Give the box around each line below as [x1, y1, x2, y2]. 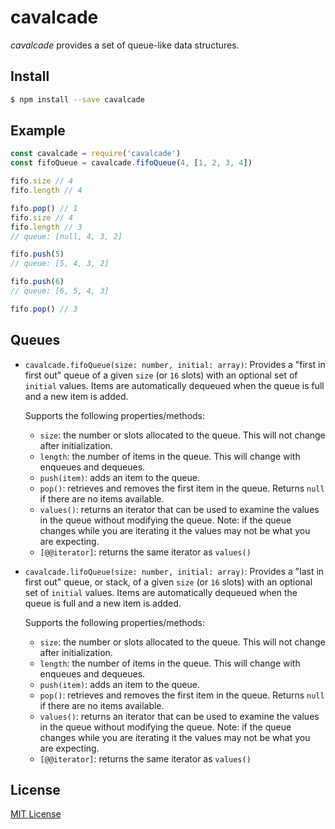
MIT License [10, 808, 62, 820]
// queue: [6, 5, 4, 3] [10, 286, 110, 296]
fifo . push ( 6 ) [10, 277, 65, 287]
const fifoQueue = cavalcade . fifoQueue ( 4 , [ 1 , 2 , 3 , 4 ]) [10, 158, 253, 168]
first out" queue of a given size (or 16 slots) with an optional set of [24, 369, 298, 381]
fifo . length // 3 [10, 222, 83, 232]
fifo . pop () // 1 [10, 203, 78, 213]
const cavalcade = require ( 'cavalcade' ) [10, 149, 182, 159]
